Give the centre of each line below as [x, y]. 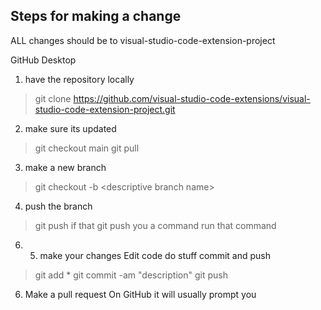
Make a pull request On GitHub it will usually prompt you [140, 294]
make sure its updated [70, 128]
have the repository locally [79, 79]
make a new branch [65, 167]
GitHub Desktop [43, 60]
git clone [53, 98]
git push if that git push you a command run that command [155, 225]
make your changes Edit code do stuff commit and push [155, 255]
